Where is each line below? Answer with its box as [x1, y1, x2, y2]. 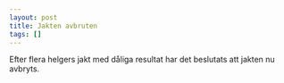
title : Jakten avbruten [9, 21, 98, 30]
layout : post [9, 12, 58, 22]
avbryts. [9, 63, 40, 74]
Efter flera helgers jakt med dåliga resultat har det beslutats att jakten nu [9, 54, 275, 65]
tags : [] [9, 29, 42, 38]
